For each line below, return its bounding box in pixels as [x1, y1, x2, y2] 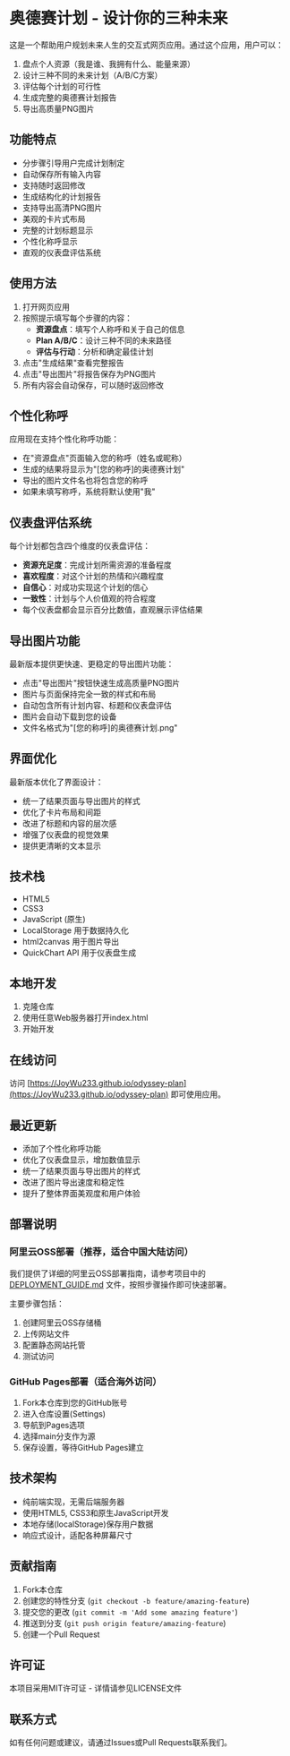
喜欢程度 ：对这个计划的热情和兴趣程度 [21, 570, 164, 582]
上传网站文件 [21, 1328, 70, 1339]
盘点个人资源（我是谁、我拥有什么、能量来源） [21, 58, 195, 69]
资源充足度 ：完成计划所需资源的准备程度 [21, 560, 172, 570]
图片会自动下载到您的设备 [21, 711, 117, 722]
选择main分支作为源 [21, 1431, 96, 1442]
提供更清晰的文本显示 [21, 840, 101, 851]
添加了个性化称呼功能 [21, 1144, 101, 1154]
